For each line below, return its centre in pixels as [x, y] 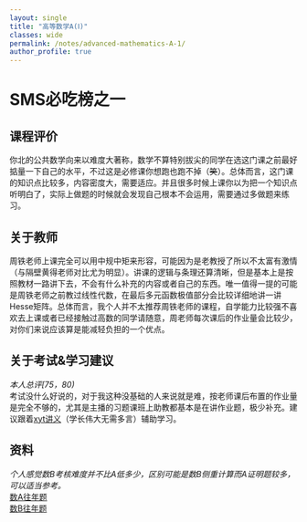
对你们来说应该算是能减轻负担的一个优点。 [90, 329]
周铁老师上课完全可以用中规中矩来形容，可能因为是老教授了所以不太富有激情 [153, 260]
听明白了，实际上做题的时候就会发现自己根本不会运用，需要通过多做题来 [145, 194]
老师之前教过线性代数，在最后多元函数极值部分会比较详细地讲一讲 [157, 295]
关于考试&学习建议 [62, 361]
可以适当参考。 [37, 485]
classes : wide [37, 35]
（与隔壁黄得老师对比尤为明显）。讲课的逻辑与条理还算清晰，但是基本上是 [148, 272]
